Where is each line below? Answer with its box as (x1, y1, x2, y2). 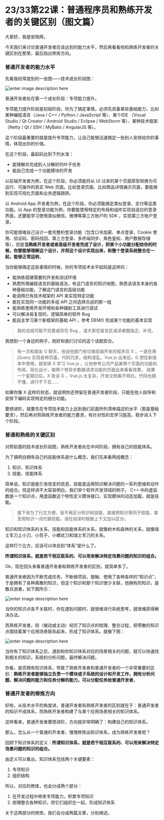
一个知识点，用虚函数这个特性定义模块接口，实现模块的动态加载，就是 (13, 493, 155, 499)
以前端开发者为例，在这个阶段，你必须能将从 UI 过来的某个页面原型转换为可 (5, 178, 158, 184)
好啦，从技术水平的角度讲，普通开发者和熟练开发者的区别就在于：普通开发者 (5, 702, 159, 708)
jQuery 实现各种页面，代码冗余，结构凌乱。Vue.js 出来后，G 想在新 (17, 355, 153, 361)
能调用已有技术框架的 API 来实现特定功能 (12, 293, 95, 299)
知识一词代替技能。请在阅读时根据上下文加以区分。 (25, 516, 128, 521)
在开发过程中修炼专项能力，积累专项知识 (12, 793, 94, 799)
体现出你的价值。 (13, 141, 48, 147)
